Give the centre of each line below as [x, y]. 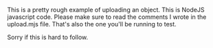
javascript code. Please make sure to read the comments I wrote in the [107, 17]
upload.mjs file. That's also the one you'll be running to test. [92, 24]
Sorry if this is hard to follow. [47, 37]
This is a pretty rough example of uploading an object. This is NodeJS [106, 10]
